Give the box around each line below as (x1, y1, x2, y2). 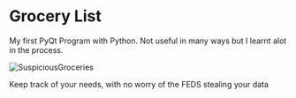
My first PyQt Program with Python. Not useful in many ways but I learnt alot (9, 35, 287, 46)
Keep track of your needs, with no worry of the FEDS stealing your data (9, 79, 269, 89)
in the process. (9, 44, 64, 55)
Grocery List (9, 6, 102, 26)
